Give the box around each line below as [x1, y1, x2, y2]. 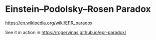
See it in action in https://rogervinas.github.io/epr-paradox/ [5, 29, 127, 35]
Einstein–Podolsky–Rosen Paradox [5, 3, 151, 15]
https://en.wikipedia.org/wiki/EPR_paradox [5, 20, 93, 26]
